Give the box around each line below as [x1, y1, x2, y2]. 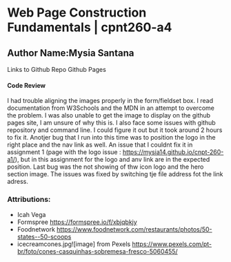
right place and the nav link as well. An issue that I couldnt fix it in [7, 140, 193, 149]
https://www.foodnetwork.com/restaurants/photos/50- [56, 225, 212, 233]
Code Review [7, 81, 46, 89]
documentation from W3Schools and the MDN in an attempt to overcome [7, 104, 215, 112]
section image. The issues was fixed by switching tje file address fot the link [7, 170, 223, 178]
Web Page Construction [7, 5, 147, 21]
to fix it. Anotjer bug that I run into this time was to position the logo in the [7, 133, 216, 142]
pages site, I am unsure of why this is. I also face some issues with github [7, 119, 216, 127]
